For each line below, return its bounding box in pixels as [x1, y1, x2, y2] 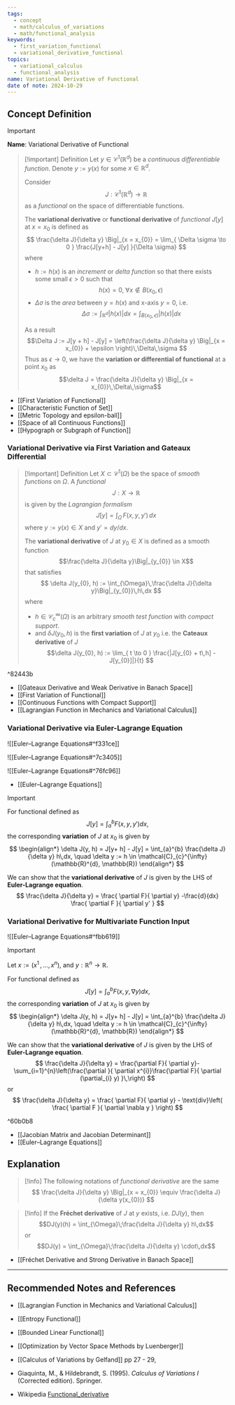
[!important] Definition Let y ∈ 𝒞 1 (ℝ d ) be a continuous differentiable [24, 154, 220, 163]
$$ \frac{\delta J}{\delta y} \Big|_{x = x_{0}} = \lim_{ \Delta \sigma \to [26, 235, 227, 243]
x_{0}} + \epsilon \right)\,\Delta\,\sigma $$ [65, 344, 187, 352]
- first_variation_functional [13, 43, 101, 50]
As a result [24, 325, 56, 334]
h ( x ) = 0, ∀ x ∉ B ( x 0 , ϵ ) [99, 285, 163, 295]
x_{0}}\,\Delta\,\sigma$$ [90, 382, 162, 391]
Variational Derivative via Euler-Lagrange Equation [7, 723, 183, 733]
